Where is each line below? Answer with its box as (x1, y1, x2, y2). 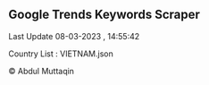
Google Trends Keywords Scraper (8, 7, 200, 22)
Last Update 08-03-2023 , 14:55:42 (8, 30, 140, 41)
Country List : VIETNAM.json (8, 48, 113, 59)
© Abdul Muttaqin (8, 65, 75, 76)
